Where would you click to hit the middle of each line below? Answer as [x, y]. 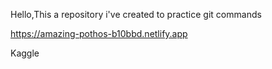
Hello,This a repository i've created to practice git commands [136, 14]
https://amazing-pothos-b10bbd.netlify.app [99, 33]
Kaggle [25, 53]
